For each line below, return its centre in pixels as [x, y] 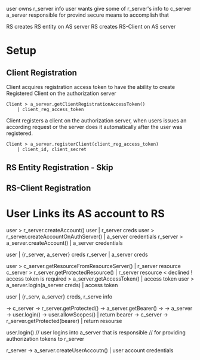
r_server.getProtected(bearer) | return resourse [64, 321]
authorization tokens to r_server [45, 339]
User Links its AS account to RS [86, 213]
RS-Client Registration [49, 188]
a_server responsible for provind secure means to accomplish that [87, 15]
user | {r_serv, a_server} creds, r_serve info [59, 296]
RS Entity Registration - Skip [60, 167]
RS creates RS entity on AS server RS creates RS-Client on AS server [91, 27]
